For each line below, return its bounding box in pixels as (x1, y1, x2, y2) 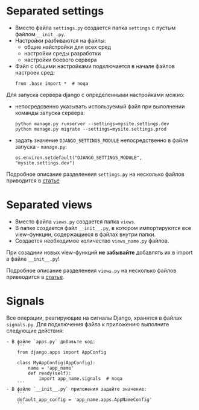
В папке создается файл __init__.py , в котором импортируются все (14, 224, 192, 231)
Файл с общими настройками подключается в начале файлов (14, 62, 175, 70)
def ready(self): (28, 370, 71, 376)
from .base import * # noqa (14, 80, 89, 87)
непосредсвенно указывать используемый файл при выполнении (14, 102, 185, 110)
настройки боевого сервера (24, 56, 98, 63)
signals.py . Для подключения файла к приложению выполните (6, 320, 169, 328)
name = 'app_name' (28, 365, 74, 371)
